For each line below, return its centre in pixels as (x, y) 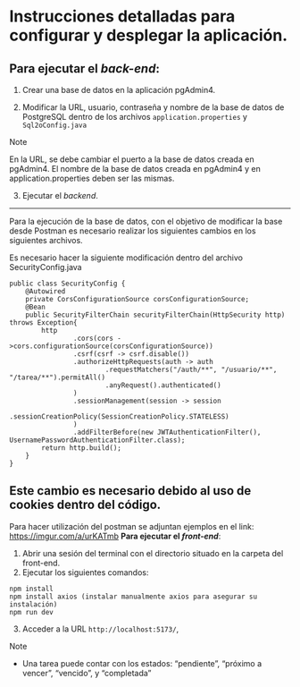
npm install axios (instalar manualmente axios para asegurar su (133, 597)
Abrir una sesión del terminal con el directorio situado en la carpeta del (153, 553)
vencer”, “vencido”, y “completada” (87, 673)
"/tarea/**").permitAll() (57, 377)
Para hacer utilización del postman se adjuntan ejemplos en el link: (132, 526)
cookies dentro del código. (85, 505)
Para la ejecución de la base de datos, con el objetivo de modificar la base (146, 221)
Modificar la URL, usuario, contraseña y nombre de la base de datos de (153, 107)
